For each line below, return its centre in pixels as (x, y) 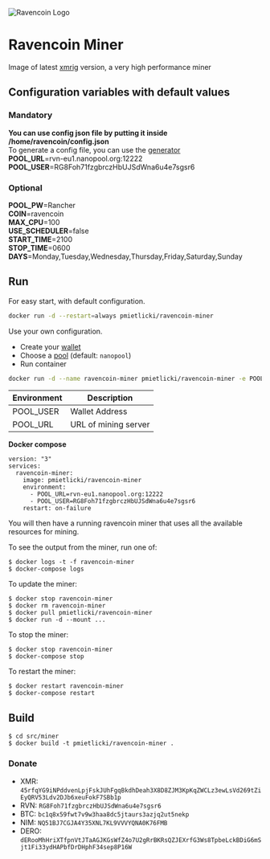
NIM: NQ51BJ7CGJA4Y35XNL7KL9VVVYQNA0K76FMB (94, 822)
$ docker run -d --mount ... (57, 620)
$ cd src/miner (34, 736)
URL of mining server (110, 424)
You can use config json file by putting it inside (88, 133)
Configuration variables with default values (119, 92)
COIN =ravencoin (36, 214)
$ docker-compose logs (46, 569)
